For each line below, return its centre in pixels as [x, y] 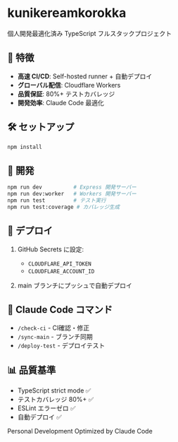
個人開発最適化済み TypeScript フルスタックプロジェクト [90, 33]
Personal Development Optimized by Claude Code [80, 431]
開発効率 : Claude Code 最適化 [61, 102]
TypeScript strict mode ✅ [54, 390]
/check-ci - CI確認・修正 [53, 328]
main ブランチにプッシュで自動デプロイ [75, 285]
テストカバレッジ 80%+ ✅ [56, 400]
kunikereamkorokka [67, 13]
